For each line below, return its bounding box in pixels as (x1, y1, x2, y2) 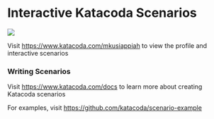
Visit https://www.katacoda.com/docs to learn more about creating (7, 82, 203, 91)
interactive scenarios (7, 49, 69, 57)
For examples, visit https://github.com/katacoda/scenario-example (7, 104, 202, 112)
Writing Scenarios (7, 66, 71, 76)
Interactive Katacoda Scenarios (7, 5, 197, 21)
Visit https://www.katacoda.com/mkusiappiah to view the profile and (7, 41, 208, 50)
